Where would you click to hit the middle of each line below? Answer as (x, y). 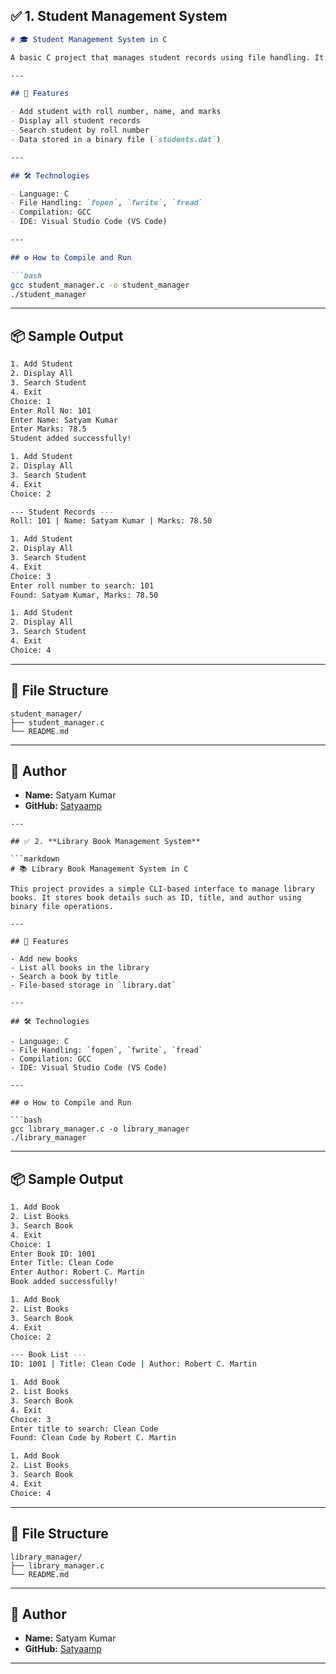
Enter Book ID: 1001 (53, 1254)
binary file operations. (62, 907)
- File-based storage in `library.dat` (93, 985)
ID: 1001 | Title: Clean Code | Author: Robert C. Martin (133, 1364)
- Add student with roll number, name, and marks (116, 112)
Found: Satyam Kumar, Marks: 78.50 (84, 595)
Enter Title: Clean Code (62, 1263)
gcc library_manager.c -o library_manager (100, 1129)
